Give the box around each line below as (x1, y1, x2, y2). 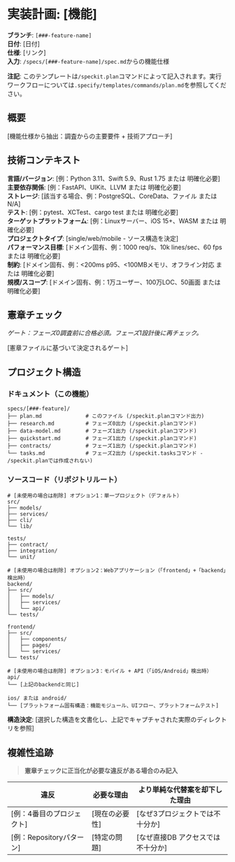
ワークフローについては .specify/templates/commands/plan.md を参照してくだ (7, 80, 227, 89)
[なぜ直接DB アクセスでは (136, 833, 220, 842)
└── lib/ (7, 523, 33, 530)
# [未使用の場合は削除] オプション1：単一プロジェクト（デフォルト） (7, 493, 183, 500)
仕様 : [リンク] (7, 48, 47, 57)
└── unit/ (7, 553, 36, 560)
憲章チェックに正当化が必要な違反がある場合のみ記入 (24, 767, 178, 775)
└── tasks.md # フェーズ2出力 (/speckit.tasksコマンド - (7, 450, 204, 457)
